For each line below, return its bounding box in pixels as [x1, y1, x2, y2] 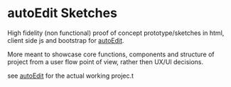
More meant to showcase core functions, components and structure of [7, 50, 215, 58]
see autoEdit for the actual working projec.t [7, 71, 134, 80]
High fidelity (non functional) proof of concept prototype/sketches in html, [7, 29, 225, 37]
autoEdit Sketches [7, 5, 117, 21]
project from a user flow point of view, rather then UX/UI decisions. [7, 57, 204, 66]
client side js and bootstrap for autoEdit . [7, 36, 124, 44]
